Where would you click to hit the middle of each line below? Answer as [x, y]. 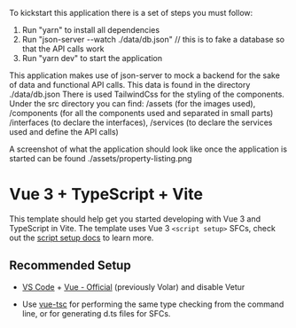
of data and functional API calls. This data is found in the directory [130, 85]
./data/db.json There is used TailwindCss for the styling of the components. [147, 94]
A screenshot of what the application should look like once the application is [148, 149]
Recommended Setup [70, 266]
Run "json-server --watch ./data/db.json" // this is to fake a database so [153, 39]
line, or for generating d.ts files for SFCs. [96, 313]
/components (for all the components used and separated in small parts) [141, 113]
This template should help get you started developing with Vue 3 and [135, 219]
